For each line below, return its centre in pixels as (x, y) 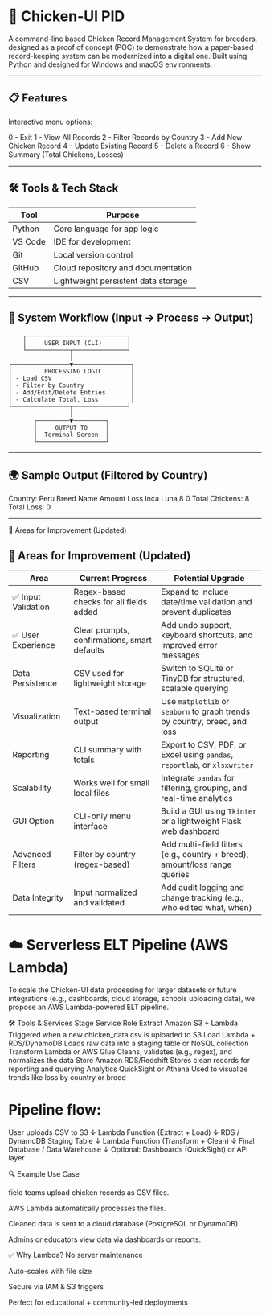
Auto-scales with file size (50, 1271)
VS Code (29, 241)
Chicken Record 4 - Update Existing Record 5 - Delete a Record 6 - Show (129, 146)
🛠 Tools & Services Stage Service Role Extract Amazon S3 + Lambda (123, 1023)
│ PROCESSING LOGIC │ (72, 372)
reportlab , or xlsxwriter (207, 765)
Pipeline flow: (55, 1110)
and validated (99, 903)
